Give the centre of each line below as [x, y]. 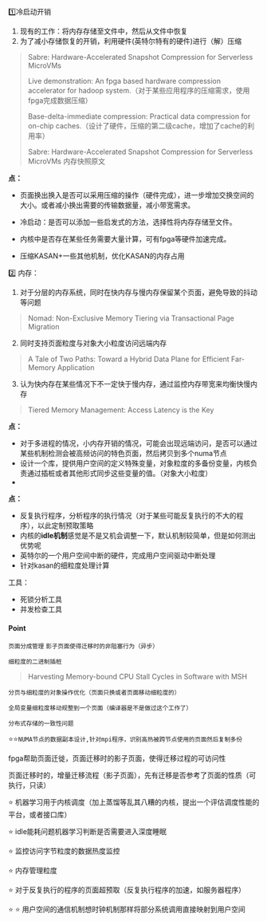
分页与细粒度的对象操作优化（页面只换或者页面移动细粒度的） [94, 693]
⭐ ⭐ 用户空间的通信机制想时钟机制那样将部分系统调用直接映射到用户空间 [127, 909]
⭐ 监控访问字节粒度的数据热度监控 [64, 851]
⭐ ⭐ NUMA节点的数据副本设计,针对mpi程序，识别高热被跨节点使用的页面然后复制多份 [126, 739]
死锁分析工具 [41, 599]
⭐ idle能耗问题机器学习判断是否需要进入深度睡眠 [88, 832]
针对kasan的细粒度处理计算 [65, 565]
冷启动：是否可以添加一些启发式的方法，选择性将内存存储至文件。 [128, 222]
